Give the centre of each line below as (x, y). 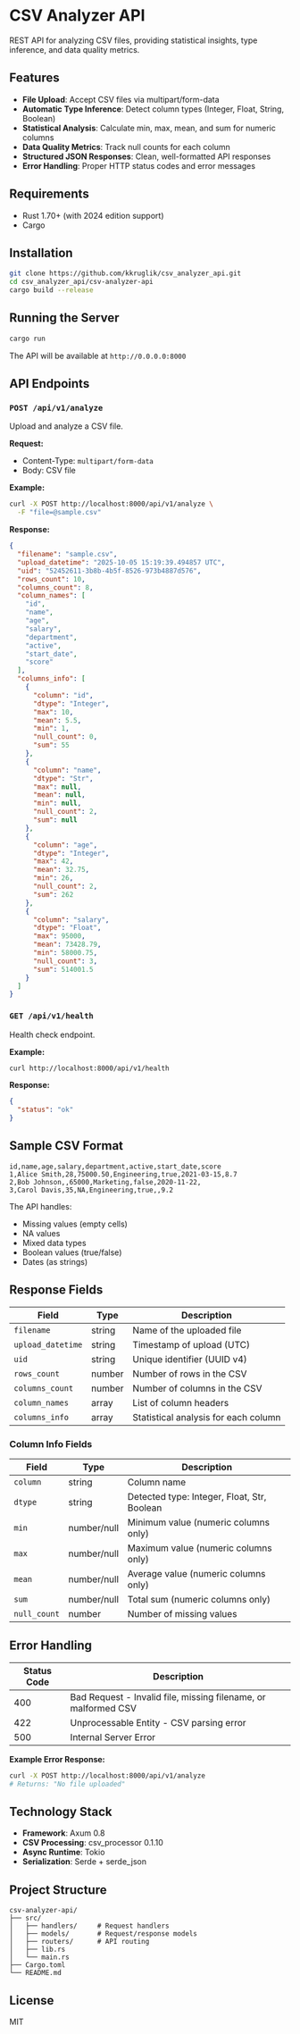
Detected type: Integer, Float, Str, (197, 1496)
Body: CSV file (49, 471)
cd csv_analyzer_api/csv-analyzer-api (81, 282)
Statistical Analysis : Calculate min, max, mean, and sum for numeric (149, 128)
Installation (41, 252)
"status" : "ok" (46, 1110)
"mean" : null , (59, 795)
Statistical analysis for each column (207, 1417)
